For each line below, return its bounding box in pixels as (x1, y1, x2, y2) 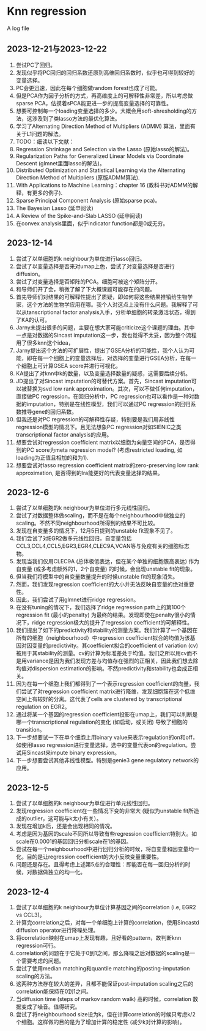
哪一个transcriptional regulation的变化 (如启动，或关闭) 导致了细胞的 (15, 718, 188, 726)
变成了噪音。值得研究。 (21, 1003, 81, 1010)
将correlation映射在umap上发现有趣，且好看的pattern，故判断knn (15, 934, 182, 941)
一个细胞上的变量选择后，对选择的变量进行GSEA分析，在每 (42, 354, 191, 362)
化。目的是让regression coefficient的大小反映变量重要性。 (15, 853, 163, 861)
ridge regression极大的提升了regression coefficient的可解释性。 (32, 619, 193, 626)
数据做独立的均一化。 (32, 868, 86, 876)
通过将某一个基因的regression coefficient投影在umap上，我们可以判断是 (15, 711, 198, 718)
